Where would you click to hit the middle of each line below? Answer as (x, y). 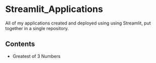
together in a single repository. (37, 28)
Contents (20, 44)
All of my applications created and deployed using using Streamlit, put (78, 23)
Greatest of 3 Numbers (36, 56)
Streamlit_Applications (54, 9)
